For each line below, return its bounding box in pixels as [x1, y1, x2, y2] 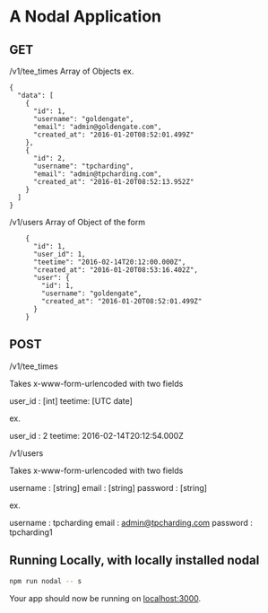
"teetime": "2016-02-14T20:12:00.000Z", [32, 258, 186, 267]
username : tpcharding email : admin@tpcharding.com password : [9, 517, 254, 528]
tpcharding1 [9, 527, 53, 538]
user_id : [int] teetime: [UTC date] [9, 395, 133, 406]
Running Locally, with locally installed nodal [9, 553, 260, 568]
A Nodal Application [9, 6, 162, 27]
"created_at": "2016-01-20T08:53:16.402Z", [32, 266, 199, 275]
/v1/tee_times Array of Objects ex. [9, 66, 134, 76]
